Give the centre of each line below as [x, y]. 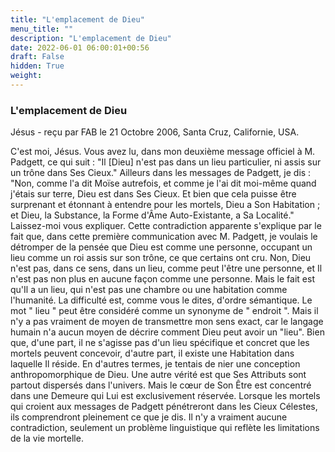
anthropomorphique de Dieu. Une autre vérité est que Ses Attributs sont [158, 375]
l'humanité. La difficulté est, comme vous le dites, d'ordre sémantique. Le [161, 300]
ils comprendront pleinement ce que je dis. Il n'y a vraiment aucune [149, 417]
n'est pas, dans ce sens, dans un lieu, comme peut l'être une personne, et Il [166, 268]
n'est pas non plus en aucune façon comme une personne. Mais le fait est [162, 279]
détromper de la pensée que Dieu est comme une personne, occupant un [161, 247]
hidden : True [37, 66]
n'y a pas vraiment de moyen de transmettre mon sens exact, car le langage [167, 322]
